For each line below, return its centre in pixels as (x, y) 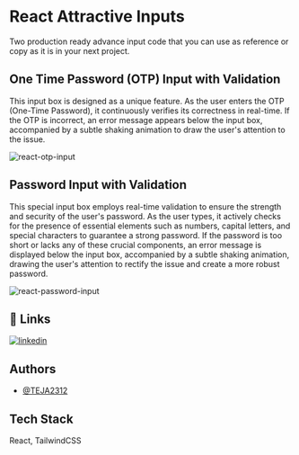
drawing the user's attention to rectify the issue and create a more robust (145, 263)
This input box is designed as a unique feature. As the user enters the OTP (147, 101)
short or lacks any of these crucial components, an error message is (136, 245)
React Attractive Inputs (97, 17)
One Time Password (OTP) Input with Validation (145, 80)
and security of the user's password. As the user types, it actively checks (145, 216)
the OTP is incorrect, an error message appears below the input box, (136, 120)
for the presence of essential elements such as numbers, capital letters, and (150, 226)
